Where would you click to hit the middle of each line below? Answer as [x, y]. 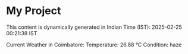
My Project [34, 11]
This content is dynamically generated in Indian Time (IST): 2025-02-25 [94, 27]
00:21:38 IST [22, 33]
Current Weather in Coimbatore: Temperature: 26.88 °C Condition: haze [94, 45]
